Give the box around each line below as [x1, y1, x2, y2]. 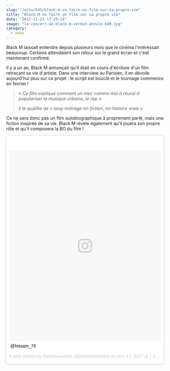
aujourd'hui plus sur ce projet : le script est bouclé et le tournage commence [6, 76, 164, 81]
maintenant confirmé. [6, 55, 50, 61]
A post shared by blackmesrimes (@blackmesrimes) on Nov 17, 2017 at [9, 353, 148, 359]
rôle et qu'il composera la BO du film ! [6, 126, 84, 132]
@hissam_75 [10, 343, 36, 348]
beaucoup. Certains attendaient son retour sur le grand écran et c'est [6, 50, 149, 56]
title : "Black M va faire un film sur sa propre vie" [6, 12, 121, 17]
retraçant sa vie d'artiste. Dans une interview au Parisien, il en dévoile [6, 70, 150, 76]
